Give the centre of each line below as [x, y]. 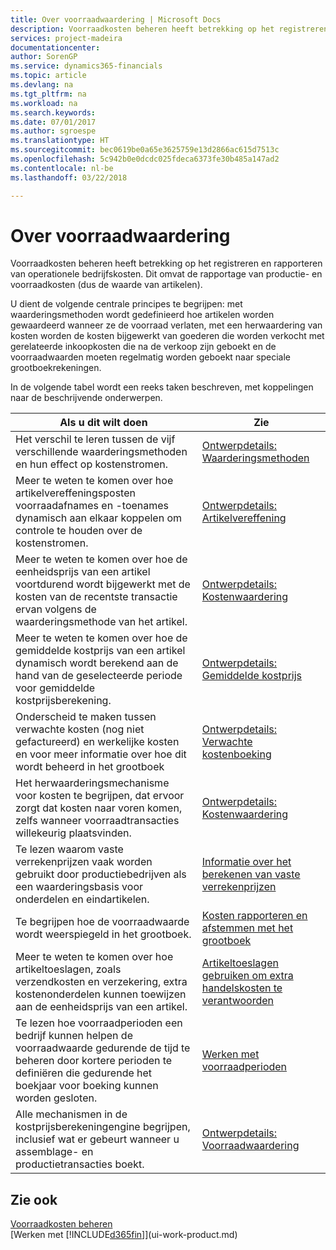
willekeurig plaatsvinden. [73, 833]
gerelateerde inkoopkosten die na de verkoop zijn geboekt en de [143, 347]
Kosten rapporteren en [254, 916]
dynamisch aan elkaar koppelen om [99, 518]
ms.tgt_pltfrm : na [48, 94]
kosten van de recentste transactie [96, 597]
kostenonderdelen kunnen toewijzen [101, 994]
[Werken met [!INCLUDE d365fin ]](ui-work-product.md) [124, 1235]
